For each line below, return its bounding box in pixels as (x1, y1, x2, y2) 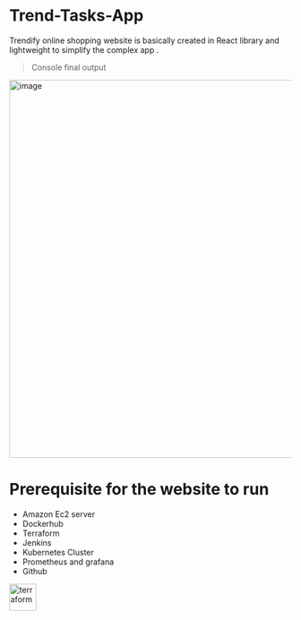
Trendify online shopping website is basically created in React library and (9, 35, 279, 46)
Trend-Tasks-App (9, 5, 144, 26)
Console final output (30, 62, 107, 73)
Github (21, 565, 47, 576)
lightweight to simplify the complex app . (9, 44, 159, 55)
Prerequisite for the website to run (9, 479, 270, 500)
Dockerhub (21, 518, 64, 529)
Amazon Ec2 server (21, 508, 96, 520)
